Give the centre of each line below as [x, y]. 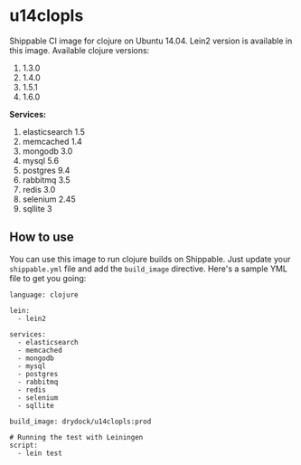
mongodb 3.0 [47, 151]
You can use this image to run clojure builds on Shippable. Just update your [150, 259]
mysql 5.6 [41, 160]
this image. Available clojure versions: [80, 50]
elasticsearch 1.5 [54, 131]
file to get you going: [48, 278]
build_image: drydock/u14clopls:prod [80, 422]
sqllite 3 [37, 208]
